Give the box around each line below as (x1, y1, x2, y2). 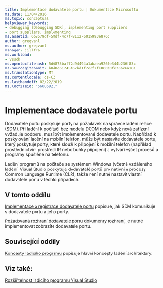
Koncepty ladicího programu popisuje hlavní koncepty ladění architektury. (5, 251, 153, 256)
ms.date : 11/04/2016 (5, 12, 47, 17)
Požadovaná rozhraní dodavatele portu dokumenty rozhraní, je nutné (5, 218, 143, 224)
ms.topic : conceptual (5, 16, 49, 21)
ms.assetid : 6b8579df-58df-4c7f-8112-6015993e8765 (5, 34, 110, 39)
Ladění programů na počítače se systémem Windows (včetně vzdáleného (5, 161, 152, 167)
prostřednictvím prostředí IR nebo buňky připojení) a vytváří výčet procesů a (5, 147, 158, 152)
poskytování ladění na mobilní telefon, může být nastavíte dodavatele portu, (5, 136, 157, 142)
